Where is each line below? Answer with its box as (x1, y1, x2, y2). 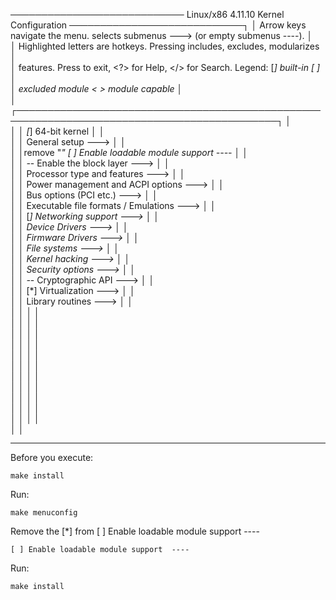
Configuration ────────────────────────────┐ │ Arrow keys (10, 19, 307, 31)
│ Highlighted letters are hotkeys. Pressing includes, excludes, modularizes (10, 40, 320, 52)
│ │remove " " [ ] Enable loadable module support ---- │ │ (10, 147, 248, 158)
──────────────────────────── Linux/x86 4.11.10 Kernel (10, 9, 285, 20)
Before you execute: (10, 452, 94, 463)
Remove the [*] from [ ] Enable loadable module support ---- (10, 525, 260, 537)
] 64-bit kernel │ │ (29, 125, 105, 137)
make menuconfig (10, 508, 78, 518)
